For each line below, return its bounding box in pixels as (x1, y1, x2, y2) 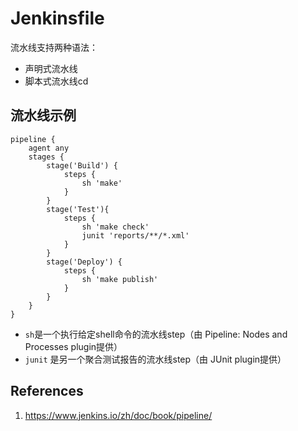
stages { (28, 152, 65, 162)
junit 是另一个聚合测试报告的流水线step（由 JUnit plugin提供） (24, 353, 287, 365)
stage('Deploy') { (46, 257, 123, 267)
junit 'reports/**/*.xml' (81, 230, 190, 241)
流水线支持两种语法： (10, 41, 98, 53)
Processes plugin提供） (24, 340, 123, 352)
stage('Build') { (46, 160, 118, 171)
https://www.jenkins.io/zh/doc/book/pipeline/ (24, 409, 213, 421)
